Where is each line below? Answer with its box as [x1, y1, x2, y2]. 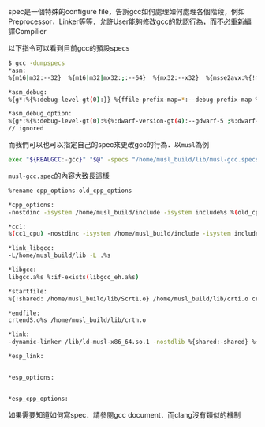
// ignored [8, 125, 44, 133]
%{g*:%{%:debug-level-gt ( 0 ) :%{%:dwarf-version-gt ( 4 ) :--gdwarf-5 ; [8, 117, 231, 125]
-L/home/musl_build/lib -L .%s [8, 251, 111, 259]
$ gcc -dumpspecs [8, 59, 65, 67]
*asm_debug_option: [8, 110, 73, 118]
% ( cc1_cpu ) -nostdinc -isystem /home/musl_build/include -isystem [8, 230, 231, 238]
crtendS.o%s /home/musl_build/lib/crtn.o [8, 316, 147, 324]
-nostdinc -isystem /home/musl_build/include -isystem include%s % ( [8, 208, 238, 216]
